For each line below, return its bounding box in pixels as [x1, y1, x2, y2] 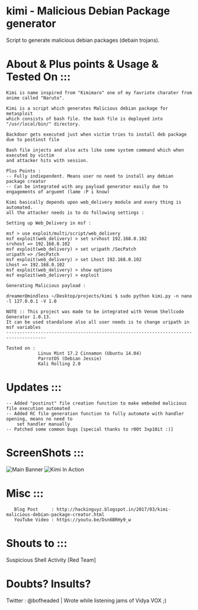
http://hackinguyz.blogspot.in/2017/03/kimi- [56, 506, 171, 512]
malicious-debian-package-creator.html [6, 511, 105, 518]
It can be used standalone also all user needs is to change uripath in [6, 319, 190, 325]
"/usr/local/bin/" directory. [6, 121, 81, 127]
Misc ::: [6, 487, 44, 500]
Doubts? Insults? [6, 577, 91, 590]
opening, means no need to [6, 416, 73, 422]
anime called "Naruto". [6, 95, 65, 101]
